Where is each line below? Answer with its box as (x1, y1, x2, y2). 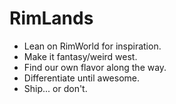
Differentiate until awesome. (23, 72, 141, 84)
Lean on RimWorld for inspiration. (23, 40, 162, 52)
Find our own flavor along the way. (23, 61, 167, 73)
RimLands (9, 7, 94, 30)
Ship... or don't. (23, 82, 88, 94)
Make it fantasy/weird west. (23, 50, 138, 62)
